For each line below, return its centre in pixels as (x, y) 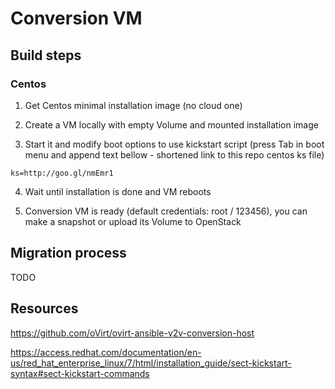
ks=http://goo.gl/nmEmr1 (62, 173)
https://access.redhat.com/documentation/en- (106, 352)
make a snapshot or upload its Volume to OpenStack (133, 221)
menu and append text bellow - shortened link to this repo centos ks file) (174, 154)
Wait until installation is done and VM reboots (118, 191)
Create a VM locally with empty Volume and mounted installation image (171, 124)
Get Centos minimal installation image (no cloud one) (133, 105)
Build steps (46, 55)
